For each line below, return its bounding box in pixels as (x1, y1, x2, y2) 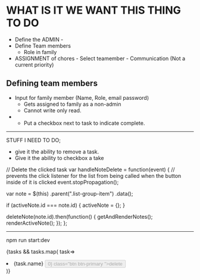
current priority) (14, 61, 54, 68)
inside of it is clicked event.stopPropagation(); (6, 178, 119, 185)
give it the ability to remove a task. (14, 148, 99, 155)
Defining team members (6, 78, 98, 89)
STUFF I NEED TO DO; (6, 136, 61, 143)
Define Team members (14, 42, 71, 49)
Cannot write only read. (23, 106, 82, 114)
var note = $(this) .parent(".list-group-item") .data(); (6, 190, 133, 197)
